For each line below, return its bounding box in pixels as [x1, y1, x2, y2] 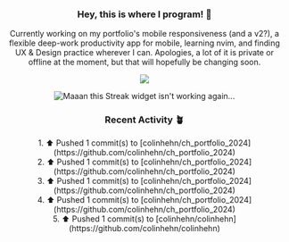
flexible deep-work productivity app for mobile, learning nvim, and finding [9, 38, 280, 48]
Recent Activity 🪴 [104, 113, 185, 126]
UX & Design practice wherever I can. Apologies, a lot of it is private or [15, 47, 274, 58]
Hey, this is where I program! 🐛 [77, 8, 212, 21]
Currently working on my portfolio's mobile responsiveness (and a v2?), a [9, 29, 280, 39]
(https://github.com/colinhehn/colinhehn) [69, 222, 220, 233]
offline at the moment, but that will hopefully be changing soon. [28, 57, 261, 68]
